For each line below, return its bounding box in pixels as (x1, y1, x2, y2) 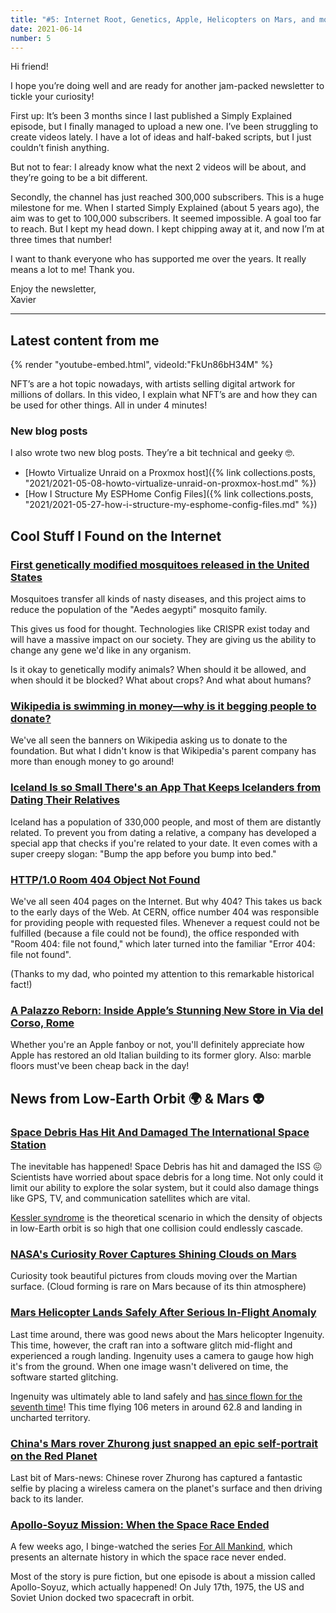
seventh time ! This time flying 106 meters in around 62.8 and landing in (10, 1401, 303, 1413)
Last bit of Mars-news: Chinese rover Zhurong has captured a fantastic (10, 1471, 303, 1483)
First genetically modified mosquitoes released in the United (10, 557, 310, 571)
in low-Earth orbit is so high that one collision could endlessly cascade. (10, 1222, 304, 1235)
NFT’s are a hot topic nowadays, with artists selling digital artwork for (10, 378, 296, 390)
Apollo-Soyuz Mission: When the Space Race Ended (10, 1517, 270, 1531)
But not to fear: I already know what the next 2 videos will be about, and (10, 161, 307, 173)
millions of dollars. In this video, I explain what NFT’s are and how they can (10, 389, 318, 401)
